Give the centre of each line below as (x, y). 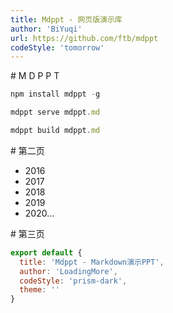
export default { (46, 252)
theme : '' (39, 290)
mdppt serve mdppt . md (55, 112)
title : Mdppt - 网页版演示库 (66, 19)
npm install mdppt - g (55, 94)
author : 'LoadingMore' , (68, 271)
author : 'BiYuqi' (46, 29)
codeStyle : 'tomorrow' (57, 47)
